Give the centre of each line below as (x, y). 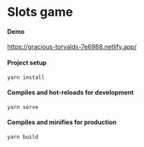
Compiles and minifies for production (62, 122)
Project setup (27, 62)
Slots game (40, 12)
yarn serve (23, 107)
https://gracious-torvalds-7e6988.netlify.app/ (72, 47)
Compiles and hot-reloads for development (71, 92)
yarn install (26, 77)
